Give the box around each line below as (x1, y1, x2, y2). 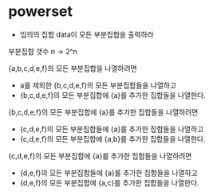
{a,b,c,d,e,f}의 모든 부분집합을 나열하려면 (8, 63, 137, 73)
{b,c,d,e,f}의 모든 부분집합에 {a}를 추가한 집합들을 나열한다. (19, 90, 206, 99)
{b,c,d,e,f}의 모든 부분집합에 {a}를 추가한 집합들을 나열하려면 (8, 107, 199, 117)
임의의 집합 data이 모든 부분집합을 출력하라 (19, 29, 154, 39)
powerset (8, 2, 73, 21)
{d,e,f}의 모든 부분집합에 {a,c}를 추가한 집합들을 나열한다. (19, 177, 199, 187)
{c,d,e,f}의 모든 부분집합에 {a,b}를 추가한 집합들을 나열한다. (19, 134, 206, 143)
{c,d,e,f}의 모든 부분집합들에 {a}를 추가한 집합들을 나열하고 (19, 124, 204, 134)
